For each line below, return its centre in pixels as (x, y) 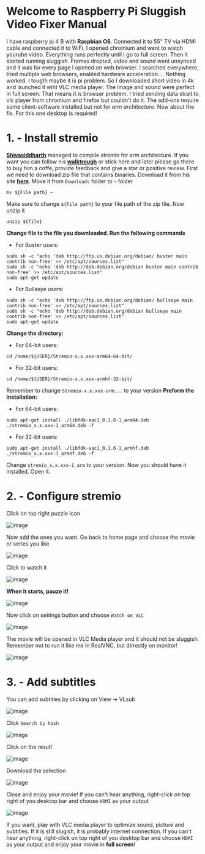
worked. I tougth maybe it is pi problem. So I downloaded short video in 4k (100, 80)
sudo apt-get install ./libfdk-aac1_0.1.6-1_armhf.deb (78, 448)
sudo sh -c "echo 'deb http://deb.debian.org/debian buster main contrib (102, 267)
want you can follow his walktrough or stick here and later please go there (100, 162)
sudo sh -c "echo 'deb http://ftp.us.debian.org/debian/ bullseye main (99, 300)
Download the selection (36, 770)
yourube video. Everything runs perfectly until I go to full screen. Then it (97, 54)
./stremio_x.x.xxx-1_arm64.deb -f (50, 425)
